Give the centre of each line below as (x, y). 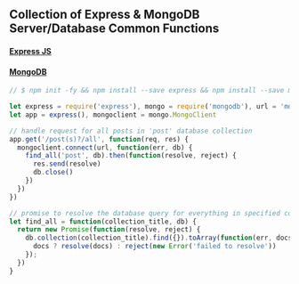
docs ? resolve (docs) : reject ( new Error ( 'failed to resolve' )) (154, 247)
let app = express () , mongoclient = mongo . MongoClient (113, 115)
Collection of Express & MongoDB (105, 15)
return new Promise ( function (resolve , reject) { (109, 230)
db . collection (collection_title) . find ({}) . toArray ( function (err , (149, 238)
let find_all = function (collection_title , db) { (103, 222)
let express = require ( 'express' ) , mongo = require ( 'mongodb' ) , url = (143, 107)
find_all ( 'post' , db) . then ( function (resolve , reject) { (131, 156)
